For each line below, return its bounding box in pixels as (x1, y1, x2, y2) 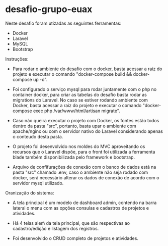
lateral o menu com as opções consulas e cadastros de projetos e (12, 205, 149, 211)
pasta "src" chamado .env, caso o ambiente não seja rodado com (12, 169, 148, 175)
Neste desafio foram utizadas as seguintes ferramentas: (5, 20, 122, 26)
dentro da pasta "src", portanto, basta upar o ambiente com (12, 123, 137, 129)
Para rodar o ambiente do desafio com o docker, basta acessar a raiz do (12, 66, 162, 72)
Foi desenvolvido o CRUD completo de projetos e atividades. (12, 235, 138, 241)
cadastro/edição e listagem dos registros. (12, 225, 99, 231)
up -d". (33, 76, 48, 82)
